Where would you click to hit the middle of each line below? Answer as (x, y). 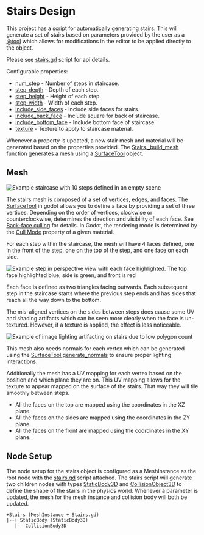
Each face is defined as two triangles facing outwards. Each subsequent (97, 287)
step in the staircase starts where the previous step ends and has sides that (101, 293)
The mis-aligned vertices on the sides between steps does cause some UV (100, 312)
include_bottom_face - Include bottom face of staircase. (86, 122)
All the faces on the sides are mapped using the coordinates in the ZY (103, 418)
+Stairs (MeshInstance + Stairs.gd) (53, 515)
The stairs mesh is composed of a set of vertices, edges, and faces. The (97, 199)
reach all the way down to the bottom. (54, 300)
